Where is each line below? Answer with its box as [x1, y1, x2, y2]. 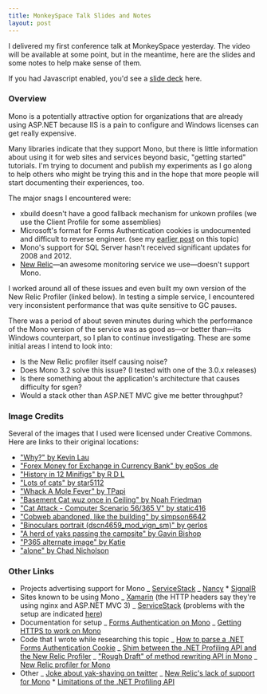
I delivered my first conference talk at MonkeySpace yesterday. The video [8, 41, 251, 50]
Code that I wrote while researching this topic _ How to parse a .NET [19, 635, 245, 645]
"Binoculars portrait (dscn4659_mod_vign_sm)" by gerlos [19, 520, 208, 530]
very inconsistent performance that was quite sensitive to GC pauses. [8, 300, 238, 310]
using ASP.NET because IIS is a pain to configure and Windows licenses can [8, 120, 259, 129]
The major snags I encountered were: [8, 193, 132, 203]
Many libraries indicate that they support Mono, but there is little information [8, 144, 258, 153]
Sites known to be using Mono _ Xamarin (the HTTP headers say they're [19, 592, 257, 602]
